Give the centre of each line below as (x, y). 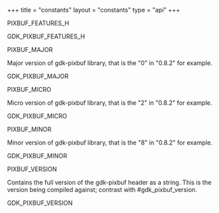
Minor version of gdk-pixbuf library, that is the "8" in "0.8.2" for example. (110, 142)
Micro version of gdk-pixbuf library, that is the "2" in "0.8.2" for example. (110, 103)
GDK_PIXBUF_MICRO (37, 116)
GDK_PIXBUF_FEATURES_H (46, 36)
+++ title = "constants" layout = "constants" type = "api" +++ (94, 10)
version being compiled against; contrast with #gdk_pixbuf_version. (102, 190)
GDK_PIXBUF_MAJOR (38, 76)
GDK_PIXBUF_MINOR (37, 156)
